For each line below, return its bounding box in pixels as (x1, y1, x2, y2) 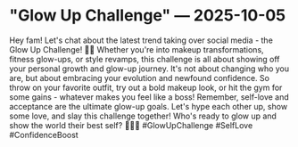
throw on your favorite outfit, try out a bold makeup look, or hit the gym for (9, 82, 283, 93)
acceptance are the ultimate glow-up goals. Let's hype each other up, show (9, 101, 288, 111)
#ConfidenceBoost (9, 129, 79, 140)
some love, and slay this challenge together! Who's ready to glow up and (9, 110, 277, 121)
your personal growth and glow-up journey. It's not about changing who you (9, 63, 290, 74)
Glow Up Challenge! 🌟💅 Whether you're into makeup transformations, (9, 44, 265, 54)
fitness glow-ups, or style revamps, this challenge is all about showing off (9, 53, 280, 64)
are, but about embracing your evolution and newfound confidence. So (9, 72, 270, 83)
